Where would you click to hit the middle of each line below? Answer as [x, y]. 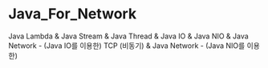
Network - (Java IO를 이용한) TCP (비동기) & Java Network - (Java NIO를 [127, 46]
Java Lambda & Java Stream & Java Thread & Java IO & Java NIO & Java [128, 36]
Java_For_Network [73, 14]
